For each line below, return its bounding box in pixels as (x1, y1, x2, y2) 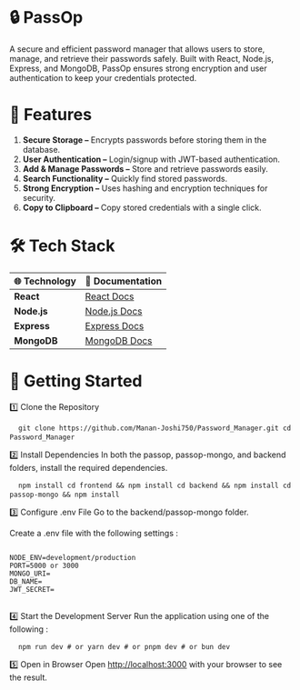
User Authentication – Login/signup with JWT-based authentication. (22, 154, 280, 165)
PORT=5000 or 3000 (9, 561, 79, 570)
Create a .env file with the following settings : (9, 527, 179, 538)
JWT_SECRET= (9, 585, 55, 594)
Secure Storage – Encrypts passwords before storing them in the (22, 134, 267, 145)
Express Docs (85, 319, 145, 332)
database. (22, 144, 61, 155)
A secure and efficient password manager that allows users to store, (9, 43, 265, 55)
